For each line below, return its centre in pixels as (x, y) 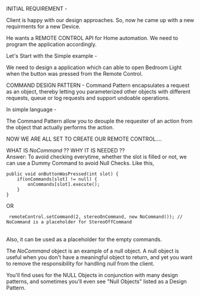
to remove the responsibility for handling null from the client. (80, 264)
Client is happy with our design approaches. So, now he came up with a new (100, 20)
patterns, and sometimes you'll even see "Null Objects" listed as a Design (96, 281)
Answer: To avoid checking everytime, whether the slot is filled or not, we (96, 157)
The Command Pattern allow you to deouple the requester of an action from (99, 121)
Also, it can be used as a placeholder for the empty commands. (84, 239)
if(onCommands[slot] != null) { (57, 179)
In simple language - (31, 109)
